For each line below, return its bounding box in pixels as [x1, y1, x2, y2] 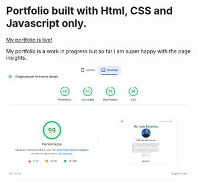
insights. [6, 54, 27, 61]
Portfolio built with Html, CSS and [6, 4, 173, 18]
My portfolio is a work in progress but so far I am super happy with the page [6, 47, 191, 54]
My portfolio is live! [6, 36, 52, 43]
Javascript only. [6, 17, 87, 30]
